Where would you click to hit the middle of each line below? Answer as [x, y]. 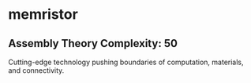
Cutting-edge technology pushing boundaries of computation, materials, [126, 62]
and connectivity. [36, 70]
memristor [43, 14]
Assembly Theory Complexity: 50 [93, 43]
